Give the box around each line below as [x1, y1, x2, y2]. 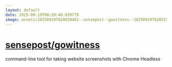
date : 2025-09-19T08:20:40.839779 [5, 12, 79, 17]
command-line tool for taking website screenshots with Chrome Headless [5, 56, 161, 62]
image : [5, 17, 19, 22]
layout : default [5, 7, 40, 13]
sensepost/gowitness [5, 39, 100, 51]
